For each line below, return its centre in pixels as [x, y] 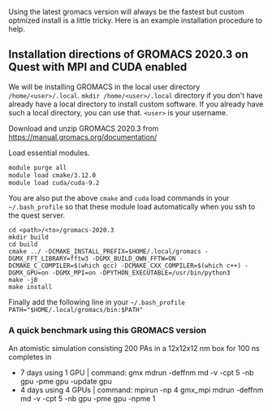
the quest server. [37, 215]
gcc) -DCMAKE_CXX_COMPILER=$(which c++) [172, 266]
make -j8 [23, 280]
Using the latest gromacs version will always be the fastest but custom [127, 12]
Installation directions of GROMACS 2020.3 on [129, 55]
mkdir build [28, 238]
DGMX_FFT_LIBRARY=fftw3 [49, 259]
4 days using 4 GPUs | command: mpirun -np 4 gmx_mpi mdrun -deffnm [142, 390]
